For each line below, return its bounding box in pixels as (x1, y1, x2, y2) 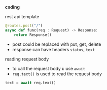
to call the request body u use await (12, 65, 85, 71)
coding (5, 4, 20, 10)
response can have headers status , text (12, 46, 95, 52)
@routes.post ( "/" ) (5, 23, 43, 28)
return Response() (14, 32, 52, 37)
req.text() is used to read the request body (12, 71, 102, 77)
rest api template (5, 14, 39, 19)
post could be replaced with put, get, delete (12, 41, 101, 47)
